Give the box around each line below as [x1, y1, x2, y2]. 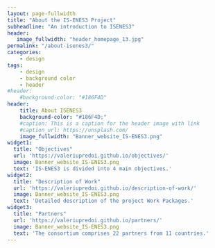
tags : [7, 62, 23, 69]
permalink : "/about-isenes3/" [7, 42, 95, 49]
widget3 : [7, 204, 33, 211]
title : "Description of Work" [13, 178, 101, 185]
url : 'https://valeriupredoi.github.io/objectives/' [13, 152, 169, 160]
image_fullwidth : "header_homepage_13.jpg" [16, 36, 144, 43]
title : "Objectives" [13, 146, 73, 153]
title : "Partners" [13, 210, 67, 217]
